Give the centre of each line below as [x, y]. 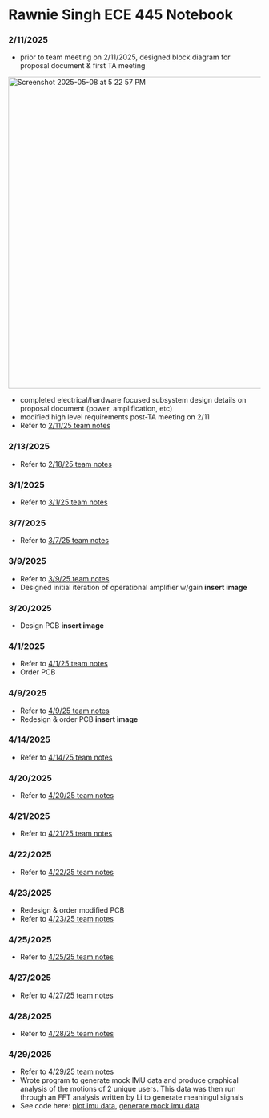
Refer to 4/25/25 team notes [66, 957]
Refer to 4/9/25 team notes [64, 711]
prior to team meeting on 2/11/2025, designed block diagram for [125, 57]
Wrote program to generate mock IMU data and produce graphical [129, 1080]
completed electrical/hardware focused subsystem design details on [133, 400]
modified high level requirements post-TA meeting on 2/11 [115, 417]
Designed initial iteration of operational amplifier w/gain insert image [133, 587]
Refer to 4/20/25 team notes [67, 796]
